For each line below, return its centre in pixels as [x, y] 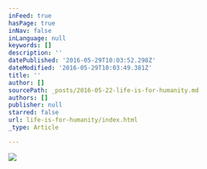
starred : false [34, 113]
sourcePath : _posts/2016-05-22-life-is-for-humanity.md [103, 90]
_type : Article [34, 127]
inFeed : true [30, 16]
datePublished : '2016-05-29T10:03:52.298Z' [82, 61]
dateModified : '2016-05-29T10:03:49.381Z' [80, 68]
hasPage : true [32, 23]
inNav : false [30, 30]
